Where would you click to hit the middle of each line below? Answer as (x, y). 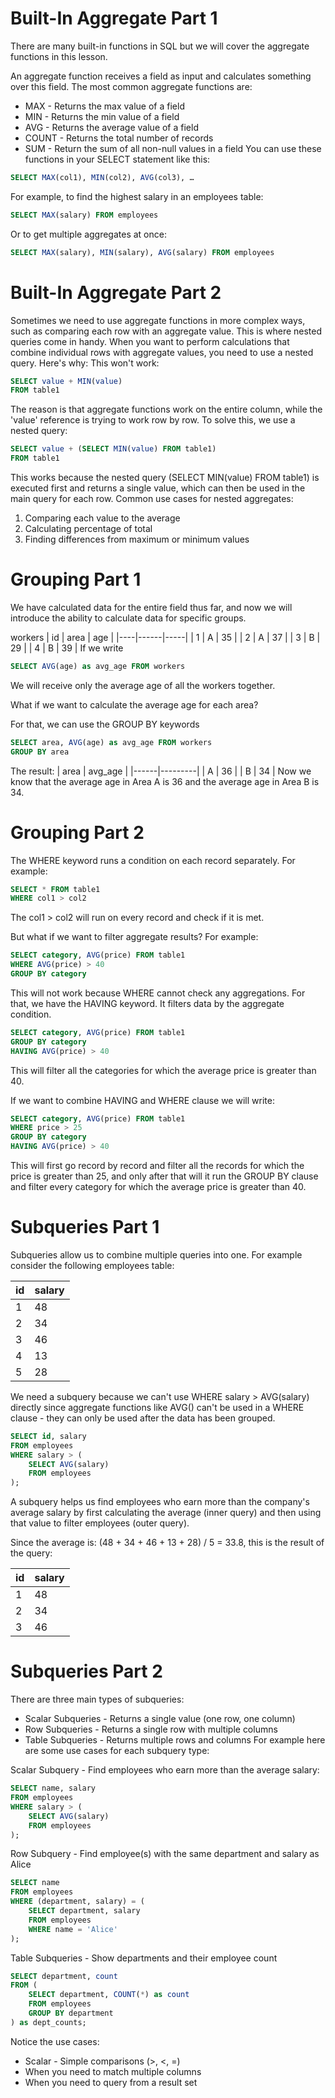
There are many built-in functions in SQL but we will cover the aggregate (160, 46)
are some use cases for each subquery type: (117, 1751)
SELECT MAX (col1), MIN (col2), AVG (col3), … (102, 177)
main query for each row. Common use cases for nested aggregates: (152, 498)
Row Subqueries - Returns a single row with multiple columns (151, 1729)
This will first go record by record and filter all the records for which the (157, 1165)
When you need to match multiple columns (113, 2071)
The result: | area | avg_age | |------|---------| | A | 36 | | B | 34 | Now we (161, 771)
